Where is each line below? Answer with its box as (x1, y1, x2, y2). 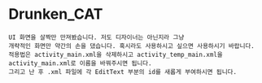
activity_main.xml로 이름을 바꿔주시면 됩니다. (8, 59, 152, 68)
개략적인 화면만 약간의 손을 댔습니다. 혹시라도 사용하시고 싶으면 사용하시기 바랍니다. (8, 41, 255, 50)
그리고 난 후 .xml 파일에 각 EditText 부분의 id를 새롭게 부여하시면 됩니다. (8, 68, 238, 76)
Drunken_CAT (8, 5, 103, 24)
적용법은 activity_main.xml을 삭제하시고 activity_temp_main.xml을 (8, 50, 224, 59)
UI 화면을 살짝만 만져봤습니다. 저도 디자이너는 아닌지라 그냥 (8, 33, 185, 41)
